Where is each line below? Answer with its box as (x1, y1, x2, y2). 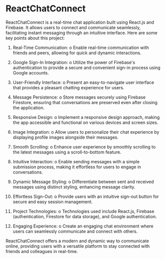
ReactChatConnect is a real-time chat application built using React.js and (5, 19, 155, 25)
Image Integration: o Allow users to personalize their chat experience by (12, 129, 160, 135)
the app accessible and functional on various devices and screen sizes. (12, 119, 159, 125)
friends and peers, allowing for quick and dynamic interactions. (12, 50, 142, 56)
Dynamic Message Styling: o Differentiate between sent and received (12, 179, 154, 185)
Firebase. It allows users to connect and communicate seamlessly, (5, 24, 141, 30)
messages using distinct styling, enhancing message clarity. (12, 184, 135, 190)
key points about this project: (5, 35, 65, 41)
